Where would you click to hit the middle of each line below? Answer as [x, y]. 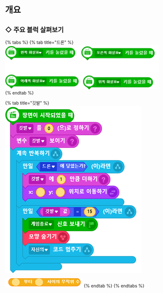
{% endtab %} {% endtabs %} [114, 286]
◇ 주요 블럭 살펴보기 [34, 30]
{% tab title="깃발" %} [27, 103]
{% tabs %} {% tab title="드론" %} [40, 42]
